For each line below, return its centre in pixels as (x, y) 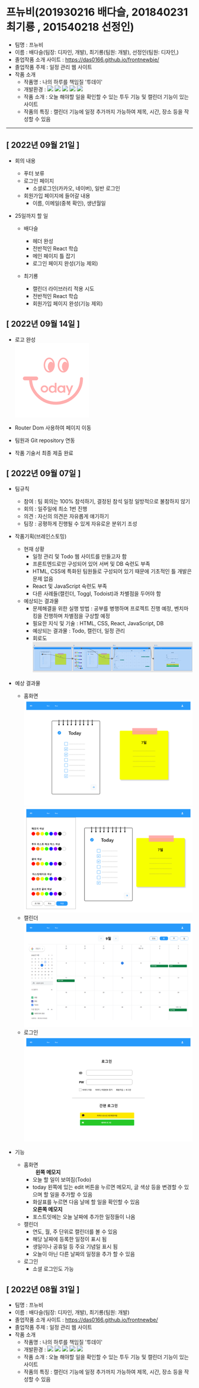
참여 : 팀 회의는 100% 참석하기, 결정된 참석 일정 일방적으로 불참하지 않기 (107, 502)
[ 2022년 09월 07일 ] (44, 473)
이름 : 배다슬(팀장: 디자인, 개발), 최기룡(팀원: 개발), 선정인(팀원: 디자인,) (97, 52)
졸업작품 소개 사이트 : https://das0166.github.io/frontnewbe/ (86, 1320)
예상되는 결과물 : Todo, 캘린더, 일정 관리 (79, 631)
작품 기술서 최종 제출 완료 (44, 453)
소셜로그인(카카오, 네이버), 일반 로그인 (76, 188)
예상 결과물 (28, 683)
